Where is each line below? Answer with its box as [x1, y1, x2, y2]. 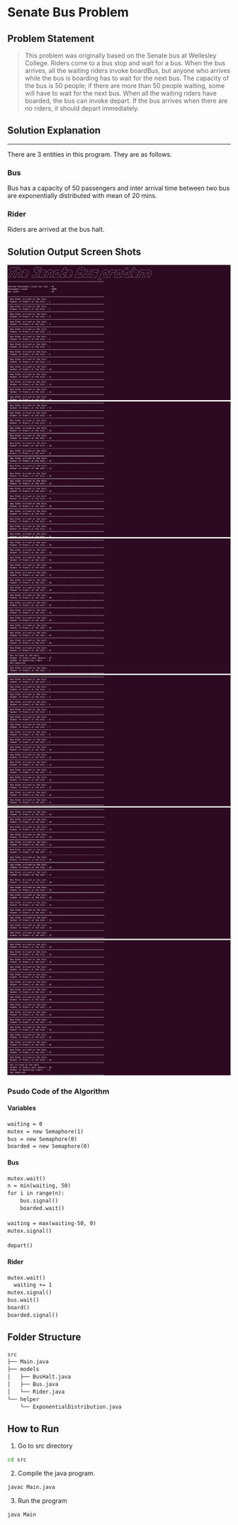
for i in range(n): [7, 1189, 65, 1197]
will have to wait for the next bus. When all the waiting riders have [24, 89, 217, 97]
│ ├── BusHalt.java [7, 1373, 72, 1380]
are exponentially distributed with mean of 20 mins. [7, 192, 157, 200]
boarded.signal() [7, 1311, 59, 1319]
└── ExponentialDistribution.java [20, 1403, 122, 1410]
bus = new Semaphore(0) [7, 1136, 78, 1143]
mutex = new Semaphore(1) [7, 1128, 84, 1135]
